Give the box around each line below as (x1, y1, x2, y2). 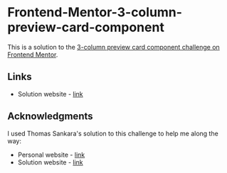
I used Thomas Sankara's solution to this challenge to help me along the (7, 129, 218, 138)
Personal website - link (17, 150, 85, 159)
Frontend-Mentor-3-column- (7, 4, 183, 21)
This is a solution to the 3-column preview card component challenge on (7, 43, 221, 51)
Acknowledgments (7, 111, 94, 123)
